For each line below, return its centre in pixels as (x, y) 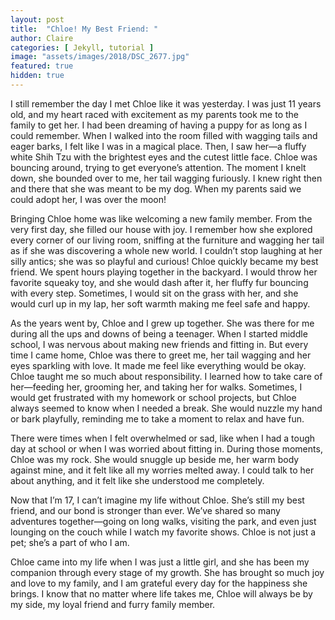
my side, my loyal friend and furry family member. (113, 604)
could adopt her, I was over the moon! (88, 199)
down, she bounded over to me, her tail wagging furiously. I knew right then (166, 178)
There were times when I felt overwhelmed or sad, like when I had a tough (163, 438)
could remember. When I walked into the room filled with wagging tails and (164, 135)
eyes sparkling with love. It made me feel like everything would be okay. (158, 365)
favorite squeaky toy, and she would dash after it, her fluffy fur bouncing (159, 282)
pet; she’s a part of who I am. (70, 542)
